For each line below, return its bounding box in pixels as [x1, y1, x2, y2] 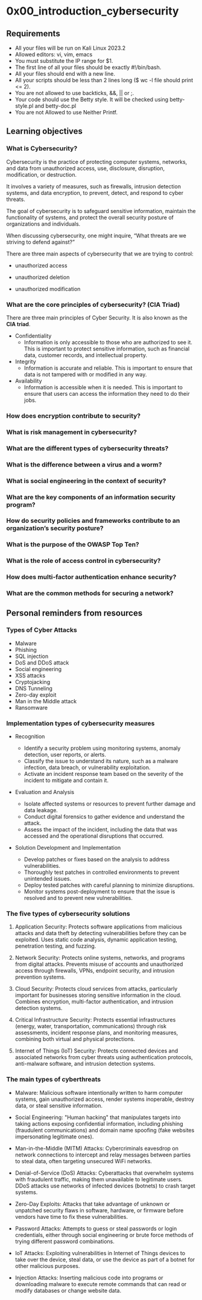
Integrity [14, 358, 36, 365]
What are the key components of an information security [6, 493, 176, 501]
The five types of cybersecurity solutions [6, 910, 131, 918]
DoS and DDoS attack [14, 658, 69, 666]
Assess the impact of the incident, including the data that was [24, 826, 178, 833]
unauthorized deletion [14, 274, 70, 281]
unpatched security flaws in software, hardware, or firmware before [14, 1206, 184, 1214]
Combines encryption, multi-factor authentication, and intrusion [14, 998, 174, 1005]
